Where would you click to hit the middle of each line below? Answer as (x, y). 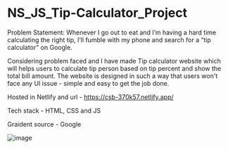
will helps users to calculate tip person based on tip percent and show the (114, 68)
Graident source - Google (44, 124)
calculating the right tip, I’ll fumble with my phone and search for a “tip (109, 39)
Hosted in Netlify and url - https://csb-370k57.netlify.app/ (90, 97)
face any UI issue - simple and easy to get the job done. (88, 83)
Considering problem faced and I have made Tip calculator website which (114, 60)
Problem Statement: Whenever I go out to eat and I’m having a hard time (112, 32)
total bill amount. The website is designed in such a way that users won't (113, 76)
